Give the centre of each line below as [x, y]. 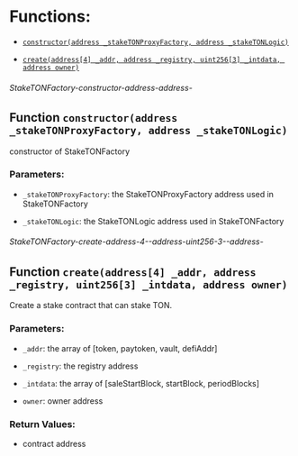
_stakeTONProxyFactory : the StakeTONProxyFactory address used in [148, 194]
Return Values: [43, 424]
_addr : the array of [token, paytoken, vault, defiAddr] [120, 348]
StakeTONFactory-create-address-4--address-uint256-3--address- [136, 242]
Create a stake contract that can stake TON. [91, 306]
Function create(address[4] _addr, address [133, 272]
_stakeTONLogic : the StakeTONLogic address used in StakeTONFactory [153, 221]
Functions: [50, 17]
